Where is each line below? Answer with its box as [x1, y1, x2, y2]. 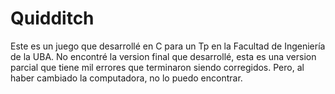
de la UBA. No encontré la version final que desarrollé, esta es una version [10, 50, 317, 62]
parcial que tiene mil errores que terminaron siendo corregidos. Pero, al [10, 61, 305, 73]
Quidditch [10, 7, 95, 30]
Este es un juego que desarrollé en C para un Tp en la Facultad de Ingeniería [10, 40, 326, 52]
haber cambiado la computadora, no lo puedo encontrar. [10, 72, 243, 84]
